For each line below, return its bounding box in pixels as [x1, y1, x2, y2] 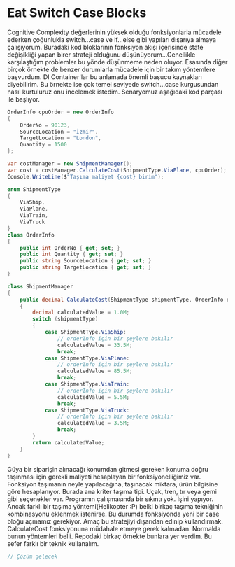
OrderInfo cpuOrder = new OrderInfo [7, 108, 114, 115]
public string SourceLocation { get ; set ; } [20, 258, 152, 265]
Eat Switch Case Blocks [7, 5, 147, 21]
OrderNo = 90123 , [20, 121, 71, 129]
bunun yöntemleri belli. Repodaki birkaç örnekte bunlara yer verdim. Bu [7, 532, 212, 540]
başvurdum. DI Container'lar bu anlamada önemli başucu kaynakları [7, 72, 203, 81]
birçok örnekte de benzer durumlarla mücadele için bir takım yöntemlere [7, 65, 215, 73]
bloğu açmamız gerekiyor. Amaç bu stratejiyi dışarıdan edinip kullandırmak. [7, 517, 224, 526]
